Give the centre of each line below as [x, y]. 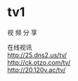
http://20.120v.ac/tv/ [37, 70]
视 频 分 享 [22, 32]
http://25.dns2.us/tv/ [37, 55]
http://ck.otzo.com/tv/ [39, 62]
